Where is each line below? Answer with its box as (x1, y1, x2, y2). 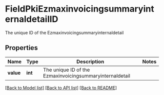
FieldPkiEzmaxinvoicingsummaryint (5, 3, 155, 15)
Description (76, 58, 104, 65)
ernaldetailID (5, 14, 59, 25)
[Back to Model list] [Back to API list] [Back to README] (5, 85, 117, 91)
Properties (5, 44, 38, 52)
